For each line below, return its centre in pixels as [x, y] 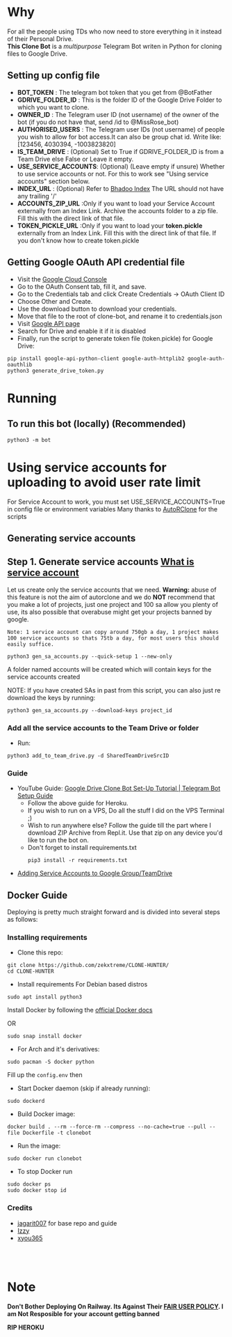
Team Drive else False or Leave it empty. [75, 159]
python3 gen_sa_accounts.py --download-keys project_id [90, 710]
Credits [20, 1208]
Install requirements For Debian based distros [82, 984]
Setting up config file [53, 76]
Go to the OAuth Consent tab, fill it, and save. [82, 286]
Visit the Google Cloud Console [62, 279]
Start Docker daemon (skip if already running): [84, 1088]
